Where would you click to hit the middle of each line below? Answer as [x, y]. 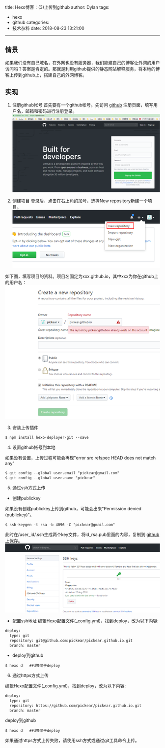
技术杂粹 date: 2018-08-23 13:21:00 [48, 28]
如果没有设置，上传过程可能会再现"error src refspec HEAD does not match [81, 458]
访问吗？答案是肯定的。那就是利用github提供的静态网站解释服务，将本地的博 [82, 69]
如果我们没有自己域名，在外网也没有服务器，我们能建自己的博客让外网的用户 [82, 63]
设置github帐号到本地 [34, 447]
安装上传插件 [25, 427]
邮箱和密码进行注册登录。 [51, 111]
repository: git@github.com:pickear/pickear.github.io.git [71, 641]
